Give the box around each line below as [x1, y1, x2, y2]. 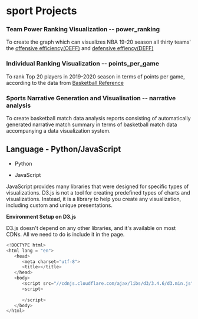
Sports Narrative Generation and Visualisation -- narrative [6, 94, 176, 102]
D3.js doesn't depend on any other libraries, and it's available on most [6, 224, 176, 231]
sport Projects [6, 4, 77, 18]
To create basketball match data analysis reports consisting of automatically [6, 115, 191, 122]
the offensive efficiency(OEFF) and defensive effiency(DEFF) [6, 45, 154, 52]
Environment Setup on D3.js [6, 213, 77, 220]
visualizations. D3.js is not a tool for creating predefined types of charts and [6, 189, 190, 196]
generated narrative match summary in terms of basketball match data [6, 121, 177, 128]
